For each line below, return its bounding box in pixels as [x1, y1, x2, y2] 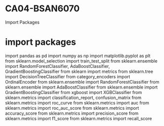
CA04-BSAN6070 [5, 3, 80, 14]
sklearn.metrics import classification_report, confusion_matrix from [5, 94, 142, 100]
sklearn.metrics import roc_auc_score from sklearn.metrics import [5, 105, 139, 111]
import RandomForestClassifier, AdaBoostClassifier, [5, 63, 110, 69]
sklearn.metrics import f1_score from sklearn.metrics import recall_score [5, 115, 152, 121]
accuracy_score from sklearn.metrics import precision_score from [5, 110, 139, 116]
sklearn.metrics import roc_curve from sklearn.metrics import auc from [5, 99, 149, 106]
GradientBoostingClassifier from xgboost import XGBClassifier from [5, 89, 142, 95]
